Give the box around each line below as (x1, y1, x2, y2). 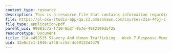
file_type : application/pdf (5, 21, 66, 27)
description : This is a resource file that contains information (5, 12, 147, 17)
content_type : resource (5, 7, 56, 13)
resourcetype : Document (5, 31, 56, 36)
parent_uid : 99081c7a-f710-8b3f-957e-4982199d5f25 (5, 26, 116, 31)
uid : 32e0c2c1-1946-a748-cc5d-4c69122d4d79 (5, 40, 100, 45)
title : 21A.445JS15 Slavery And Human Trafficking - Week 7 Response (5, 36, 157, 41)
